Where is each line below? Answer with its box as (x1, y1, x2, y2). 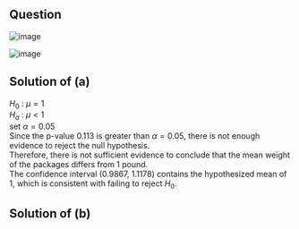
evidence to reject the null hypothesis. (9, 140, 150, 151)
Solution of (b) (9, 206, 91, 222)
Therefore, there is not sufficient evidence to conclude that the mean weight (9, 149, 291, 160)
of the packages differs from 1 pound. (9, 159, 149, 170)
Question (9, 7, 62, 22)
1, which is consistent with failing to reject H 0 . (9, 178, 177, 191)
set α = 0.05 (9, 121, 56, 132)
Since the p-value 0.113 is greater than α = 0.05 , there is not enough (9, 131, 261, 141)
